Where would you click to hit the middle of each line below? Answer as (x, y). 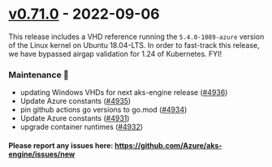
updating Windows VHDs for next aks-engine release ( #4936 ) (124, 92)
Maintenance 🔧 (39, 75)
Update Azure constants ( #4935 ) (76, 101)
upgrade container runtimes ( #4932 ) (82, 127)
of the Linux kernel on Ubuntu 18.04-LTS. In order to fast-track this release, (134, 45)
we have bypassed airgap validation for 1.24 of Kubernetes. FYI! (115, 54)
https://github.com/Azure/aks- (168, 145)
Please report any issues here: (61, 145)
